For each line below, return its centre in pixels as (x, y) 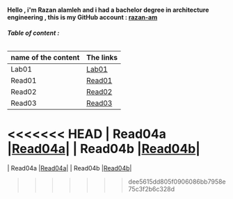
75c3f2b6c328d (152, 189)
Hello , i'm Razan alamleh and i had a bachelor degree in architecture (108, 10)
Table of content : (33, 33)
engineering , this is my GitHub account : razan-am (82, 17)
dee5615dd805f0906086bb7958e (177, 182)
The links (102, 57)
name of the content (45, 57)
